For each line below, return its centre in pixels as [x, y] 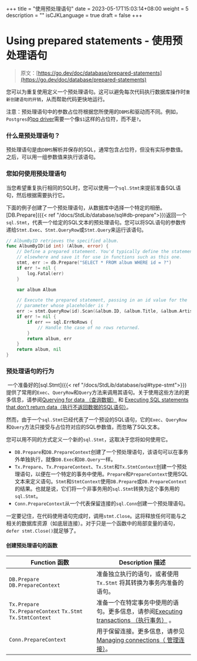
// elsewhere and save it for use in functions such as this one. [99, 257]
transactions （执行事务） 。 [136, 620]
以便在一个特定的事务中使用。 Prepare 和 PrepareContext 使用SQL [111, 474]
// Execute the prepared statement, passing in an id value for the [102, 300]
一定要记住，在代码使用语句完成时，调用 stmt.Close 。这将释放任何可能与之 [96, 516]
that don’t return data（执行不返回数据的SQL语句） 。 [69, 407]
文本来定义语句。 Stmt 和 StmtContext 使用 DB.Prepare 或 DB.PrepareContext [101, 481]
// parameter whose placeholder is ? [63, 306]
